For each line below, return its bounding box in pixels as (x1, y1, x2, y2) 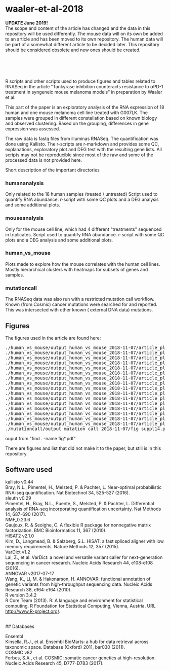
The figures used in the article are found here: (5, 335, 101, 341)
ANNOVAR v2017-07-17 (5, 570, 55, 576)
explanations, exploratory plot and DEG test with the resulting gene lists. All (5, 146, 162, 152)
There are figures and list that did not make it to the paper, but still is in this (5, 445, 161, 451)
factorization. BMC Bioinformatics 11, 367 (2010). (5, 527, 107, 533)
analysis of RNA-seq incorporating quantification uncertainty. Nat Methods (5, 506, 161, 512)
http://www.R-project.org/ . (5, 608, 61, 614)
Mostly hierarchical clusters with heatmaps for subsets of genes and (5, 266, 148, 272)
